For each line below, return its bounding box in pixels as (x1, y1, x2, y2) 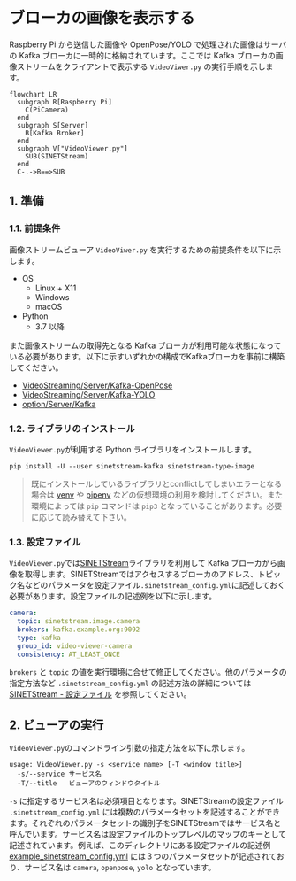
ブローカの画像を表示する (9, 8, 196, 28)
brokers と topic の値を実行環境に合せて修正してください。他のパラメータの (9, 667, 287, 677)
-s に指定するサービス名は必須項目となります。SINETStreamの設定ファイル (9, 796, 285, 807)
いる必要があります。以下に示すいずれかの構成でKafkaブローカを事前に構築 (9, 351, 285, 361)
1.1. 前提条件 (9, 222, 61, 235)
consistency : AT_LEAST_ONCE (17, 650, 121, 659)
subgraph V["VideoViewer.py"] (17, 143, 128, 153)
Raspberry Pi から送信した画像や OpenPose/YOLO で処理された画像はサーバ (9, 39, 287, 50)
